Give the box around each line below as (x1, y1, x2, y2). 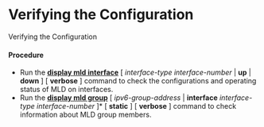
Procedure (8, 50, 44, 60)
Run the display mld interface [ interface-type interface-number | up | (19, 67, 252, 77)
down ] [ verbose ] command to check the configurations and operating (19, 76, 257, 86)
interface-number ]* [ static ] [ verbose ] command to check (37, 102, 237, 111)
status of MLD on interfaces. (19, 85, 114, 94)
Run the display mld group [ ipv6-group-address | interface (19, 93, 219, 102)
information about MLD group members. (19, 110, 152, 120)
